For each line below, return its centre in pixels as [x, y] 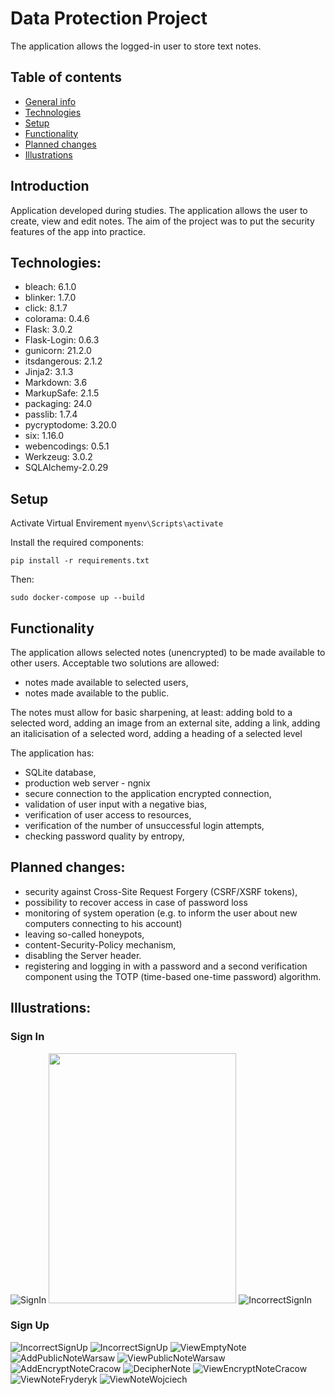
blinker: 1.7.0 [50, 298]
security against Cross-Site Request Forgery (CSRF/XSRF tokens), [161, 891]
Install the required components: [77, 543]
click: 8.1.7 [46, 308]
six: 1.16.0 [44, 436]
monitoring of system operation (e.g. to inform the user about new [161, 913]
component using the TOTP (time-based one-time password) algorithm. [173, 976]
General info [50, 101]
